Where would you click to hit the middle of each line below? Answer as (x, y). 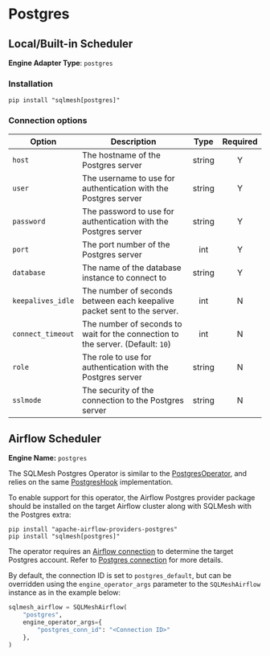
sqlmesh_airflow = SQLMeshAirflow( (68, 608)
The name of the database (132, 268)
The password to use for (128, 211)
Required (240, 141)
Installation (31, 84)
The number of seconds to (132, 324)
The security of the (118, 390)
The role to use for (117, 357)
